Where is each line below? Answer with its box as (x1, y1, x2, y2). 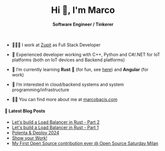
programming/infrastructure (11, 87, 69, 93)
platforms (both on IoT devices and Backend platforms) (11, 57, 125, 63)
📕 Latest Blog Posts (4, 108, 46, 114)
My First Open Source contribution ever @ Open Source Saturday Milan (11, 140, 159, 146)
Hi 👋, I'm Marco (51, 4, 115, 16)
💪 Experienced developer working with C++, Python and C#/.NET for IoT (11, 52, 161, 58)
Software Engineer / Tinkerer (52, 21, 114, 27)
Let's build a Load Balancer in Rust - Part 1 (11, 124, 99, 130)
